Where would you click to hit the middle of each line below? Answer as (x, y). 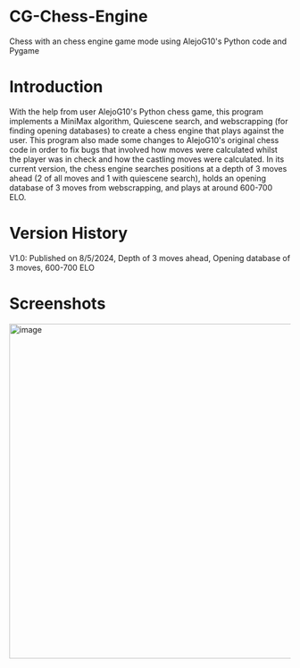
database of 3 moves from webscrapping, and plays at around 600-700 (141, 187)
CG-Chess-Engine (79, 17)
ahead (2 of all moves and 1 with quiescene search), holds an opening (137, 178)
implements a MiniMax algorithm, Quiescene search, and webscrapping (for (149, 121)
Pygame (25, 50)
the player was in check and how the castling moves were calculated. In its (147, 159)
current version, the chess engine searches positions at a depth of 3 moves (148, 168)
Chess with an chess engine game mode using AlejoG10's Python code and (148, 41)
